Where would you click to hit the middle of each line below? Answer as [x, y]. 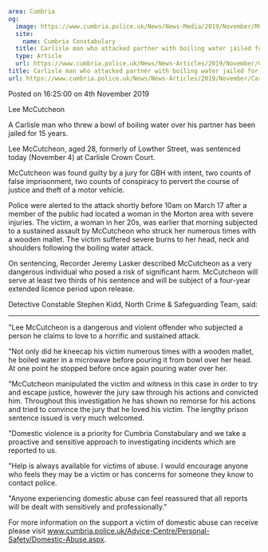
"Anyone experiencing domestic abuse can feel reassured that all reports [128, 498]
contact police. [33, 482]
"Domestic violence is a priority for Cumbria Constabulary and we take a [127, 433]
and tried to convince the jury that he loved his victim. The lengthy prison [128, 409]
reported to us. [33, 450]
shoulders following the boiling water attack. [81, 247]
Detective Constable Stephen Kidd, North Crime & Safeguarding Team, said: [133, 304]
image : [26, 26]
